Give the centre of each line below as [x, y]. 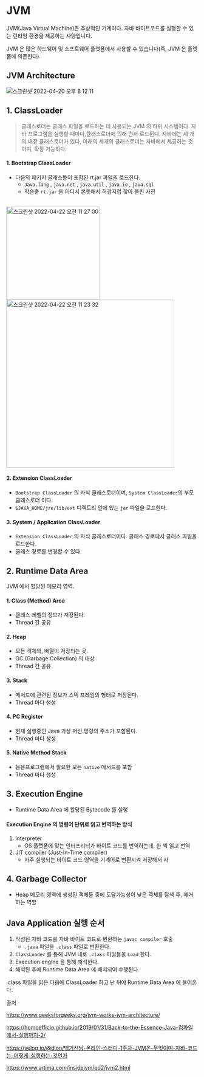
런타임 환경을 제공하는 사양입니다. [52, 36]
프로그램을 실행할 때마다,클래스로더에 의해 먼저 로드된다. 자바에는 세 [108, 134]
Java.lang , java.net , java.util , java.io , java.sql [89, 184]
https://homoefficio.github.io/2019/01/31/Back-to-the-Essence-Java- [92, 1027]
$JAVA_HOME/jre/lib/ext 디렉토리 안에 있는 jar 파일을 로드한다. [91, 507]
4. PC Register [25, 717]
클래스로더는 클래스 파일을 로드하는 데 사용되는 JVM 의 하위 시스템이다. [105, 126]
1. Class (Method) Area [36, 600]
